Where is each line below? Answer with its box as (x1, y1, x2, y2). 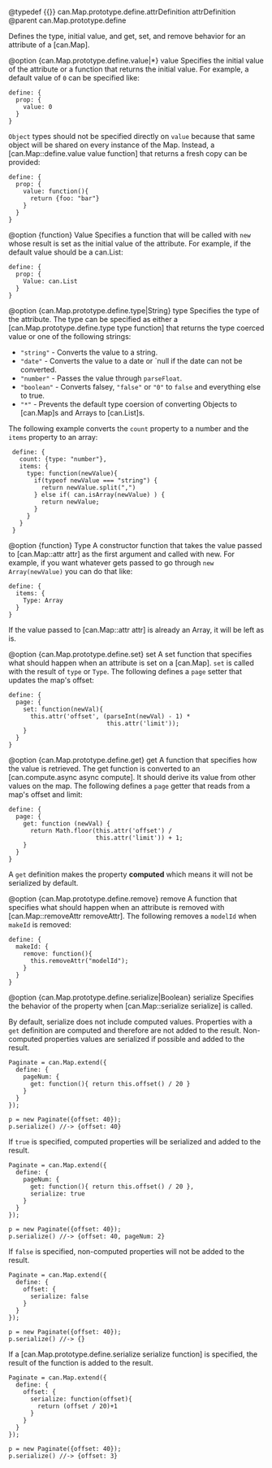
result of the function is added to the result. (8, 1358, 153, 1367)
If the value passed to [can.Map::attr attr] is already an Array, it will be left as (8, 625, 265, 634)
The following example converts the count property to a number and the (8, 424, 249, 433)
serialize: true (29, 1190, 85, 1198)
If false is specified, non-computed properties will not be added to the (8, 1247, 245, 1256)
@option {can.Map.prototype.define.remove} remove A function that (8, 894, 237, 904)
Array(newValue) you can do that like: (8, 567, 133, 576)
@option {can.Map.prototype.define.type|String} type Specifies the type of (8, 306, 260, 316)
